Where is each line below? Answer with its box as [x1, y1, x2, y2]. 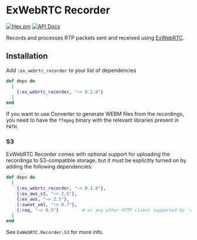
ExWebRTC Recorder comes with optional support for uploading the [6, 150, 170, 158]
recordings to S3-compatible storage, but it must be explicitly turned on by [6, 157, 186, 164]
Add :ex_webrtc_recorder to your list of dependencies [6, 67, 137, 74]
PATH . [6, 123, 19, 130]
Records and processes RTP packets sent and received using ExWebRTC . [6, 34, 185, 41]
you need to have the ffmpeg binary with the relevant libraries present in [6, 116, 179, 124]
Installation [6, 51, 48, 61]
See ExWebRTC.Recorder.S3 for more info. [6, 229, 104, 236]
